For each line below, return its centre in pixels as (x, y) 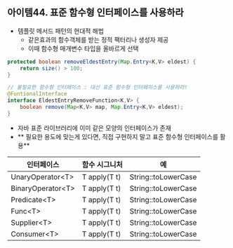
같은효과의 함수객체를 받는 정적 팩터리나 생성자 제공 (98, 39)
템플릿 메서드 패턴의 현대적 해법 (60, 31)
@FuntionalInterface (38, 94)
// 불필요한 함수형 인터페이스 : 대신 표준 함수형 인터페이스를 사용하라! (98, 87)
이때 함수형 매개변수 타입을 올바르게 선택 (83, 48)
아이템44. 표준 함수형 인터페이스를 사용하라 (95, 13)
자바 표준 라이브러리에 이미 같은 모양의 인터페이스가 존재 (94, 128)
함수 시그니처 (102, 164)
